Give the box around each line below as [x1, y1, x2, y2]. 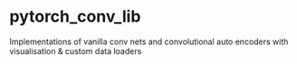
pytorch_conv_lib [9, 6, 141, 27]
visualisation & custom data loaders [9, 45, 142, 56]
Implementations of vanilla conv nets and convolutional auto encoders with [9, 36, 289, 47]
